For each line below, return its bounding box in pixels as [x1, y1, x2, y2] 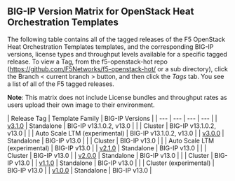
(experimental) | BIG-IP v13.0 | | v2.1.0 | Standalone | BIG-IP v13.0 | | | [7, 143, 207, 152]
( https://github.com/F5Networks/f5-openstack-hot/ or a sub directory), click [7, 64, 228, 73]
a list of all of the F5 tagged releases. [7, 80, 114, 88]
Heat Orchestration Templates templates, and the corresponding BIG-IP [7, 42, 214, 51]
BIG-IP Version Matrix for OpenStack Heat [7, 6, 194, 17]
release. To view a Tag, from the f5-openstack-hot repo [7, 57, 168, 66]
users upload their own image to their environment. [7, 101, 156, 109]
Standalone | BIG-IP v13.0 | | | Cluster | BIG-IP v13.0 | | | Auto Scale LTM [7, 136, 215, 145]
